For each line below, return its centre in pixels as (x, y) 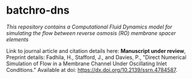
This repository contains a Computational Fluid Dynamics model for (89, 27)
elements (17, 39)
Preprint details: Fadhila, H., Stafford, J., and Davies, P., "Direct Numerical (96, 57)
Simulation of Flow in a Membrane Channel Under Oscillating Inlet (87, 64)
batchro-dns (38, 10)
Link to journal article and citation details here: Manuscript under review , (96, 50)
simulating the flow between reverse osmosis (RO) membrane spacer (91, 33)
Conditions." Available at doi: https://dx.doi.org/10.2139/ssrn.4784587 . (92, 69)
